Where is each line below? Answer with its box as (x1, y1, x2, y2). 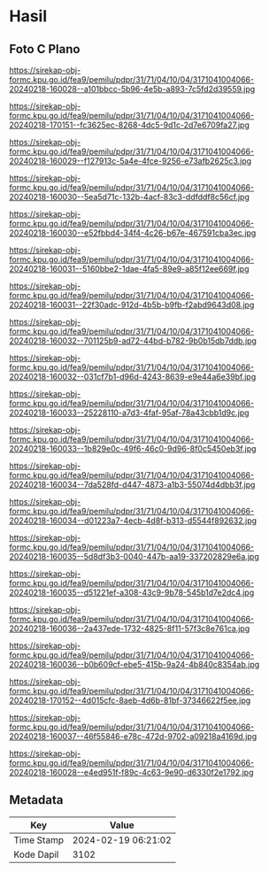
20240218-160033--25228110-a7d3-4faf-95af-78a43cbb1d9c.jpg (9, 407, 250, 418)
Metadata (9, 792, 64, 807)
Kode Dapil (13, 848, 59, 860)
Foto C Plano (9, 42, 81, 57)
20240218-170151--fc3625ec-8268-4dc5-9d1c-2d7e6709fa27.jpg (9, 120, 250, 130)
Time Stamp (13, 834, 65, 846)
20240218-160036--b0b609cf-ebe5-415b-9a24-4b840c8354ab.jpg (9, 660, 260, 669)
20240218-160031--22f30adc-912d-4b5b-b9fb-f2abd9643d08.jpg (9, 299, 255, 310)
